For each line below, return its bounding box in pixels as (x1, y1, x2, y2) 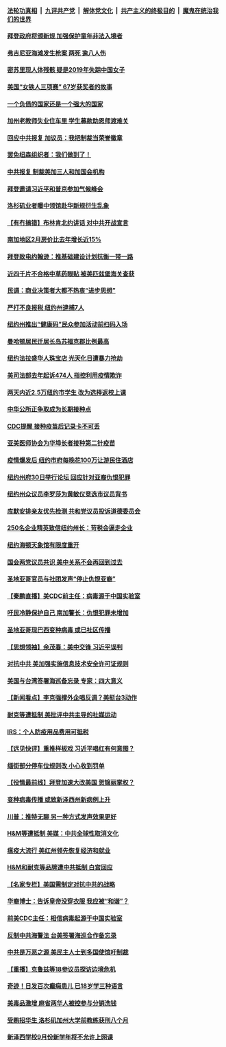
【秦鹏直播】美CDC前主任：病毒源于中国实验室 (7, 592, 140, 600)
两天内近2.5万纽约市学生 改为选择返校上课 (7, 388, 127, 396)
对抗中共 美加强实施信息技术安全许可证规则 (7, 660, 129, 668)
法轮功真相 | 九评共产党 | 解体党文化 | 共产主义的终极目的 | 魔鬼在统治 (7, 6, 213, 14)
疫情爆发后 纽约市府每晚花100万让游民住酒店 (7, 456, 134, 464)
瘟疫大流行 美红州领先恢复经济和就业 (7, 846, 111, 854)
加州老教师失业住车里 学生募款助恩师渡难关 (7, 117, 129, 125)
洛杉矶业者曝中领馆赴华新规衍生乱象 (7, 202, 110, 210)
